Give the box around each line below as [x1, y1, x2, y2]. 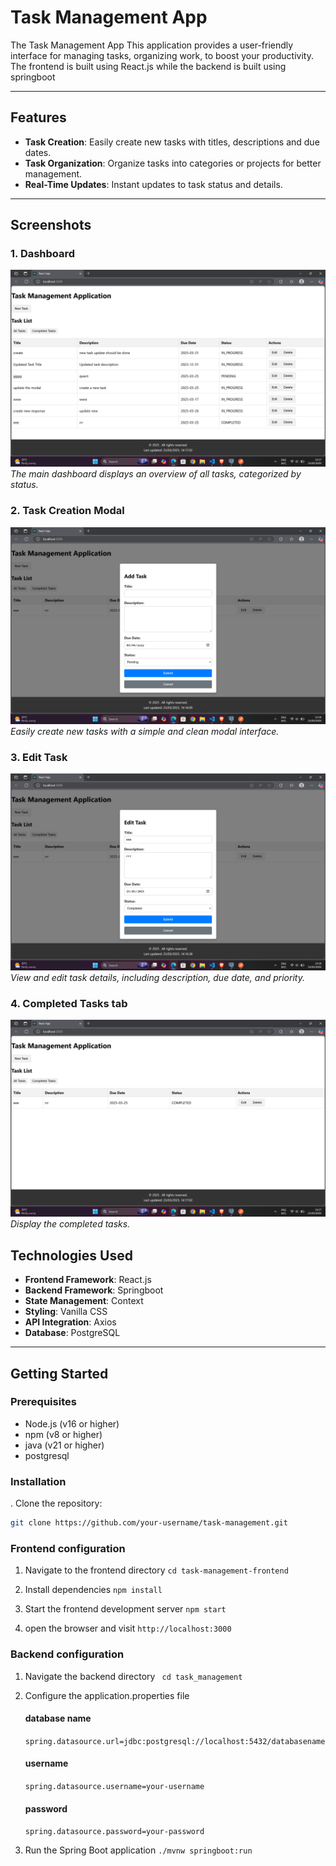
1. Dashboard [10, 247, 76, 261]
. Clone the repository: [10, 1497, 103, 1510]
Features [10, 109, 67, 126]
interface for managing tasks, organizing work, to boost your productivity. [10, 49, 314, 61]
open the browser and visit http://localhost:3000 [24, 1622, 232, 1635]
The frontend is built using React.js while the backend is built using [10, 60, 287, 72]
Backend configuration [10, 1647, 125, 1661]
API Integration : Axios [24, 1316, 117, 1328]
